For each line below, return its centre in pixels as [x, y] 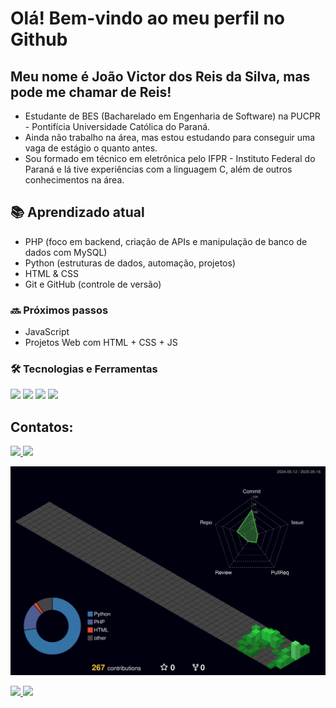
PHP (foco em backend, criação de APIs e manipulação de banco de [166, 241]
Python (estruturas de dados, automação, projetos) [130, 263]
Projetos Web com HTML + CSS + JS [101, 343]
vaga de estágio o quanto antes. [91, 148]
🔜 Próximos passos [59, 310]
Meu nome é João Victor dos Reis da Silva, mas [160, 76]
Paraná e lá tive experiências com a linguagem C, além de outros [158, 169]
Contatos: [42, 427]
